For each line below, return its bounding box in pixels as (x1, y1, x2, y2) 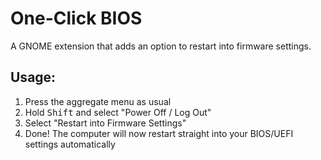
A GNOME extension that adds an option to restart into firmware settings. (10, 40, 312, 52)
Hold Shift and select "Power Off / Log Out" (24, 106, 212, 118)
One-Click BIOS (10, 7, 143, 30)
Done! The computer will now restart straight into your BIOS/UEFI (24, 127, 294, 139)
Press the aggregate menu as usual (24, 95, 172, 107)
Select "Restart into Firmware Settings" (24, 117, 187, 129)
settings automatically (24, 138, 116, 150)
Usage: (10, 69, 57, 86)
